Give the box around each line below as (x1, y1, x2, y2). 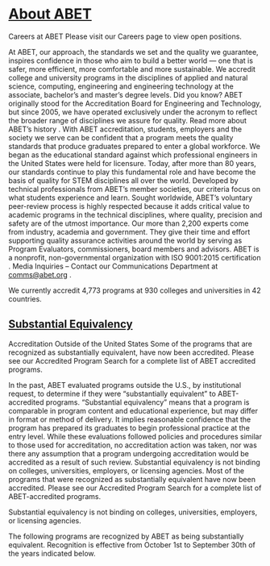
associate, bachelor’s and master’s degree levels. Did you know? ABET (8, 89, 243, 99)
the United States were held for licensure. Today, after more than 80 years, (8, 158, 256, 168)
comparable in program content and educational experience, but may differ (8, 406, 258, 415)
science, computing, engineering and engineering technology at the (8, 81, 234, 91)
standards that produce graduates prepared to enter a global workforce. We (8, 141, 260, 151)
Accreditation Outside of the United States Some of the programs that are (8, 339, 252, 348)
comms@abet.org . (8, 269, 73, 279)
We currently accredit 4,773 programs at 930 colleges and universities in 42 (8, 285, 261, 295)
